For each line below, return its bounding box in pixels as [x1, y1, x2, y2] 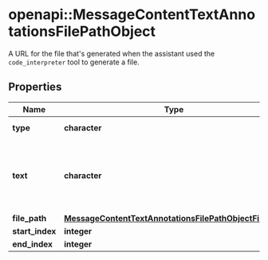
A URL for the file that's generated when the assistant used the [8, 49, 215, 58]
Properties [8, 80, 62, 94]
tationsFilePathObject [8, 22, 156, 41]
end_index [12, 239, 53, 250]
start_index [12, 225, 57, 236]
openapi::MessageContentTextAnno [8, 6, 256, 24]
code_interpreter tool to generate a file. [8, 57, 140, 67]
